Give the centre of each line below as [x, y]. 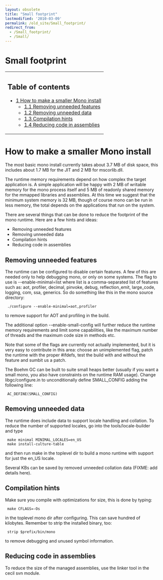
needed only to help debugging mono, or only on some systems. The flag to [81, 277]
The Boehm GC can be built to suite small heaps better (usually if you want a [82, 369]
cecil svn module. [23, 573]
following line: [19, 385]
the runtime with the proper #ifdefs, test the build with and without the [75, 355]
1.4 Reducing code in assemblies [62, 125]
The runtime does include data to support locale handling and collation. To [80, 421]
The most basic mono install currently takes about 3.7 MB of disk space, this [81, 165]
